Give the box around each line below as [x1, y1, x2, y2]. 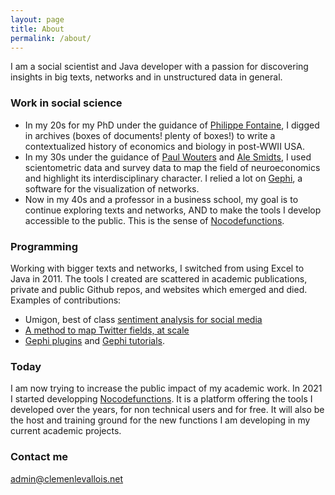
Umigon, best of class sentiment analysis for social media [24, 313, 263, 325]
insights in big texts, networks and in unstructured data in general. [10, 71, 283, 83]
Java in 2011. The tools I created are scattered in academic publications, [10, 272, 308, 285]
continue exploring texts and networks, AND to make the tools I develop [24, 204, 322, 216]
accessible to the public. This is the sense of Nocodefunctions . [24, 214, 285, 226]
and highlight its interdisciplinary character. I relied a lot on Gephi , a [24, 172, 303, 184]
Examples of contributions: [10, 294, 122, 306]
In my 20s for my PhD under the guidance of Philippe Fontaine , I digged [24, 119, 320, 131]
